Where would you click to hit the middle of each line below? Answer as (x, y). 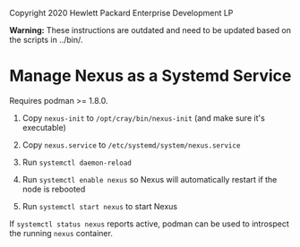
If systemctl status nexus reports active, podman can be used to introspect (149, 224)
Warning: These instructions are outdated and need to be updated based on (150, 30)
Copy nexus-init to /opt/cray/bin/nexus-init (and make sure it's (144, 118)
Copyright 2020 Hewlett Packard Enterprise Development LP (121, 13)
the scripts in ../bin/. (46, 40)
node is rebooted (54, 189)
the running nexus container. (61, 233)
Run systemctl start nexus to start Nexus (99, 206)
